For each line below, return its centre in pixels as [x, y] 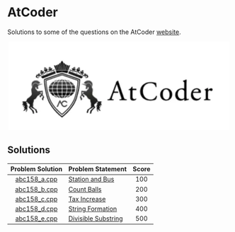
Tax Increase [87, 199]
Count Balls [85, 189]
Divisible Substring [96, 219]
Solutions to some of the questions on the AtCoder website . [94, 32]
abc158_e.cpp [36, 219]
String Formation [93, 209]
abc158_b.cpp [36, 189]
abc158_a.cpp [36, 179]
